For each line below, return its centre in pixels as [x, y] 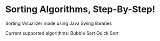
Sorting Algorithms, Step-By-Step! [80, 9]
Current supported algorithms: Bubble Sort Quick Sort [62, 33]
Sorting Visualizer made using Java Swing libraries [59, 23]
